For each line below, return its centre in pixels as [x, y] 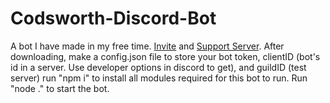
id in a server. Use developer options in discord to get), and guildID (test [158, 67]
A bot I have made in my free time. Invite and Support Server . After [147, 46]
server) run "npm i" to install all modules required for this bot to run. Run [159, 78]
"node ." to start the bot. [60, 88]
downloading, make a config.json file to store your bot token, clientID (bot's [165, 56]
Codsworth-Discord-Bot [113, 18]
